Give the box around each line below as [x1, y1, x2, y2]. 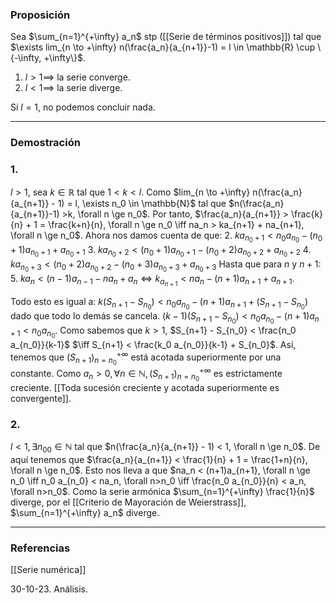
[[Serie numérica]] [10, 564, 87, 576]
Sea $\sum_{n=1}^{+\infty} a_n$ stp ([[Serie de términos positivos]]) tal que [10, 31, 322, 43]
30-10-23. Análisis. [10, 583, 89, 595]
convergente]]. [10, 392, 72, 404]
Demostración [10, 136, 81, 150]
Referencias [10, 541, 71, 555]
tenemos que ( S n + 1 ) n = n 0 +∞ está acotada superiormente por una [10, 349, 282, 367]
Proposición [10, 8, 71, 22]
